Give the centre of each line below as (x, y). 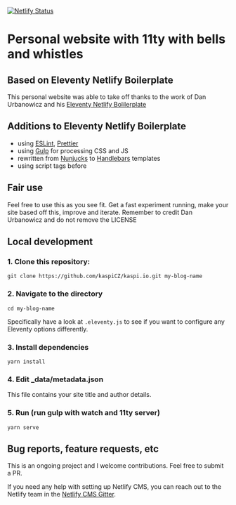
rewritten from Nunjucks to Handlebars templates (89, 158)
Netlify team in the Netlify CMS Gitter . (61, 494)
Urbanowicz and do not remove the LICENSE (72, 219)
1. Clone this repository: (48, 261)
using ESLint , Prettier (48, 143)
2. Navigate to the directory (55, 294)
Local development (50, 242)
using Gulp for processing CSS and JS (73, 150)
